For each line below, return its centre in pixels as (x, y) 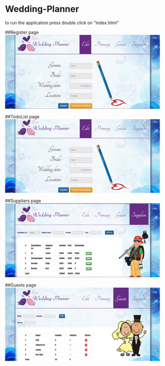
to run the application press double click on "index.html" (62, 23)
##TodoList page (22, 116)
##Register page (22, 32)
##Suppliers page (23, 200)
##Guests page (21, 285)
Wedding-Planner (42, 9)
